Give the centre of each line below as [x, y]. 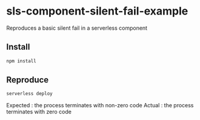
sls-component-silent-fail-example [97, 11]
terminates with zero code [39, 112]
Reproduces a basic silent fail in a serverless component [77, 28]
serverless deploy [29, 94]
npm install [21, 61]
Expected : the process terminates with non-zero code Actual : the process [100, 105]
